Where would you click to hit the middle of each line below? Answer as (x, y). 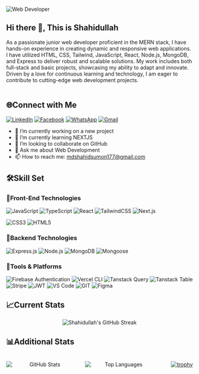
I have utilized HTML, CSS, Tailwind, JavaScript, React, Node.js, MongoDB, (97, 55)
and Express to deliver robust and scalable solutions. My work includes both (99, 61)
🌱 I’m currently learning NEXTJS (54, 137)
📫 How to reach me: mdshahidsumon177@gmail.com (80, 156)
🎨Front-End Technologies (44, 198)
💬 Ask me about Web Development (57, 150)
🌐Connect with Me (41, 105)
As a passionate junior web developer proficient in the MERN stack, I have (96, 42)
